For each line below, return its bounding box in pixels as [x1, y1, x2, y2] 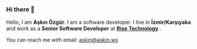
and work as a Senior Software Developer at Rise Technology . [6, 25, 162, 32]
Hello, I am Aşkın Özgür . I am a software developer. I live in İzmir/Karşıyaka [6, 19, 191, 26]
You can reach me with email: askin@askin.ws [6, 37, 119, 44]
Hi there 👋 [6, 5, 35, 14]
